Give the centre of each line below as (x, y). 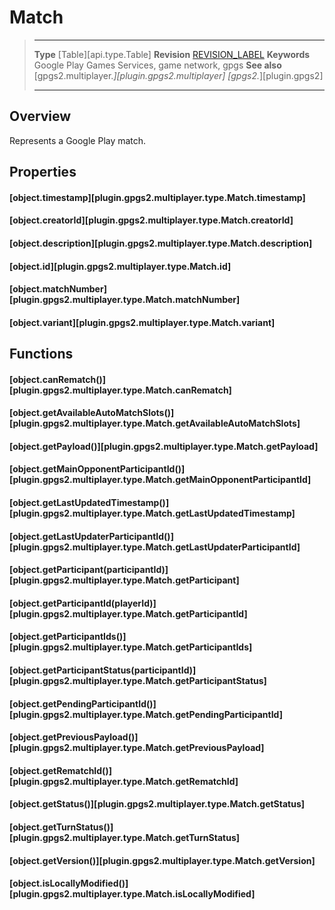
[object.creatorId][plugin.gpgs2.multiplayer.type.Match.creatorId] (151, 220)
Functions (41, 354)
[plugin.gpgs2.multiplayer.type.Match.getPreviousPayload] (137, 748)
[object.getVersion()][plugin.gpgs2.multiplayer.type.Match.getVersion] (162, 860)
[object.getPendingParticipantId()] (83, 703)
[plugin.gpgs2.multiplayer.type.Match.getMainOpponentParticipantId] (160, 480)
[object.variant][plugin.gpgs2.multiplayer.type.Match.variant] (142, 322)
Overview (40, 116)
